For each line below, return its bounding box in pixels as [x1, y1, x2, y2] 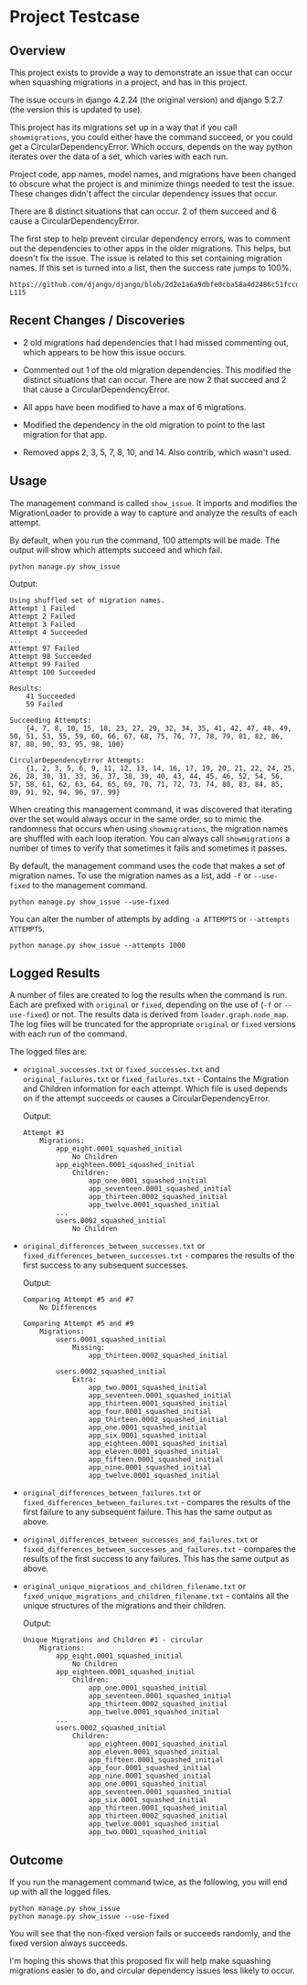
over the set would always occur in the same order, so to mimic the [9, 813, 262, 824]
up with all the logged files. [9, 1886, 111, 1897]
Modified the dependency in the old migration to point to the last [22, 419, 265, 430]
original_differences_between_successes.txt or [22, 1240, 206, 1251]
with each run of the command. [9, 1028, 128, 1039]
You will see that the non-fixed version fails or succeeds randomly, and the [9, 1928, 291, 1939]
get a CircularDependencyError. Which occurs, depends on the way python [9, 142, 293, 152]
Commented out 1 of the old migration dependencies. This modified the [22, 364, 291, 376]
